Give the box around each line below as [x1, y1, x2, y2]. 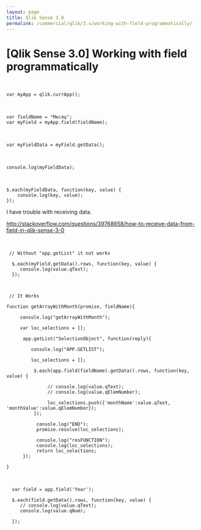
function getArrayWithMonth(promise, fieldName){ [6, 303, 136, 310]
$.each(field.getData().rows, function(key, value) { [12, 497, 152, 504]
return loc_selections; [36, 448, 97, 454]
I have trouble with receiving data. [6, 208, 92, 216]
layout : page [6, 9, 40, 15]
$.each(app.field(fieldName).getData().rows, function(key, [33, 368, 190, 374]
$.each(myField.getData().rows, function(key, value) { [12, 261, 157, 267]
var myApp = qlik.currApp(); [6, 92, 81, 98]
